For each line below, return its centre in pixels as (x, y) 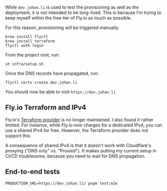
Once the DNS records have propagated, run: (52, 73)
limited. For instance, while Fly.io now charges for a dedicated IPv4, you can (84, 125)
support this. (18, 135)
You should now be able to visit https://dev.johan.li (61, 92)
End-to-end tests (33, 172)
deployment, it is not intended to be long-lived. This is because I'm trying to (83, 13)
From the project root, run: (32, 55)
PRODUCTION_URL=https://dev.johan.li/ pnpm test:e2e (61, 183)
